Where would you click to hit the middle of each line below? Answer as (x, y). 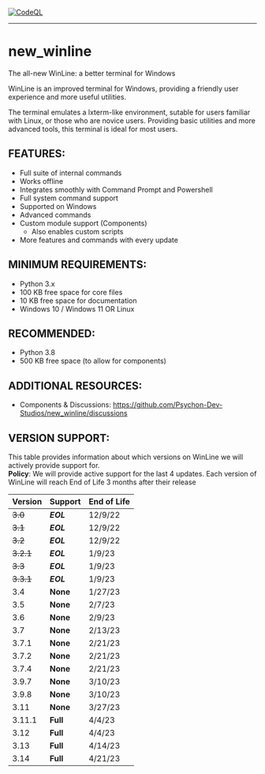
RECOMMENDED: (52, 333)
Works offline (41, 181)
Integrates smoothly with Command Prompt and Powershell (116, 189)
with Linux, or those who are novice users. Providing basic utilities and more (132, 120)
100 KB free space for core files (71, 292)
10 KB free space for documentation (78, 301)
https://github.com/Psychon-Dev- (168, 405)
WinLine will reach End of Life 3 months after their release (103, 482)
